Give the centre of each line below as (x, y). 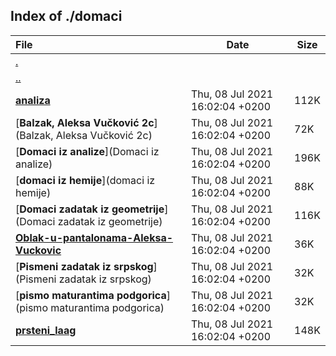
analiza (33, 100)
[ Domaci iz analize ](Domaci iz (87, 151)
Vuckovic (38, 250)
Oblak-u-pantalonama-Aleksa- (94, 237)
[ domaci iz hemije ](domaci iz (85, 180)
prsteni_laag (46, 330)
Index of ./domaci (66, 16)
